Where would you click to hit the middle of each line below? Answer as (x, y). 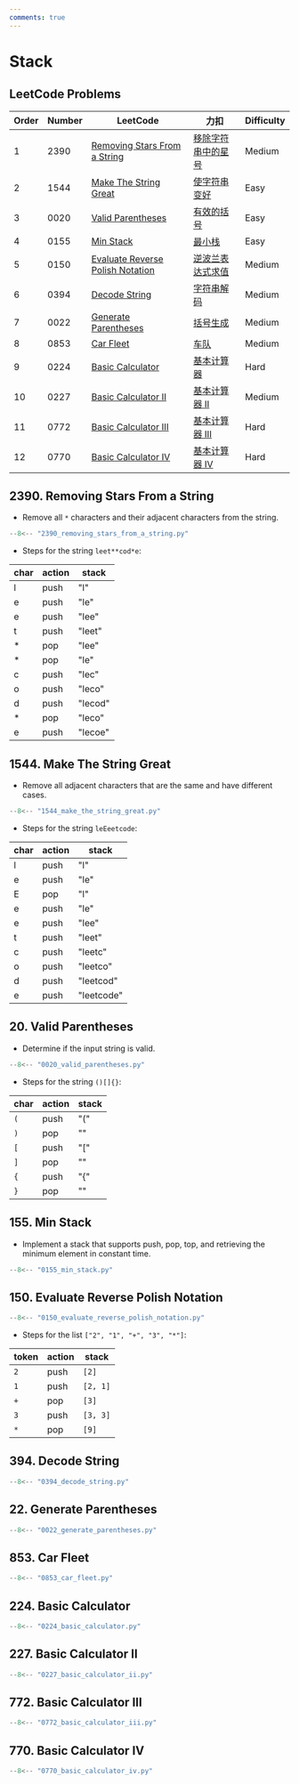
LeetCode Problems (65, 94)
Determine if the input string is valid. (89, 1048)
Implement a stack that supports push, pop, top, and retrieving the (143, 1244)
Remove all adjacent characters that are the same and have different (147, 786)
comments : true (37, 17)
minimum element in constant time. (86, 1253)
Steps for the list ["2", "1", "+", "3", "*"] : (104, 1335)
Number (65, 120)
